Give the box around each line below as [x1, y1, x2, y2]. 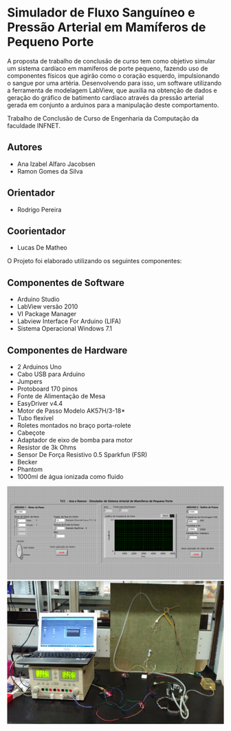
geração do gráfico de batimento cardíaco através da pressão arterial [7, 93, 204, 101]
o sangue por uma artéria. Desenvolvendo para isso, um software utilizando [7, 79, 222, 87]
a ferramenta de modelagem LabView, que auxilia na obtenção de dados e [7, 86, 218, 94]
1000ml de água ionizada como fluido [16, 473, 124, 480]
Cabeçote [16, 429, 45, 437]
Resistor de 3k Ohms [16, 443, 77, 451]
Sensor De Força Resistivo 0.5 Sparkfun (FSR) [16, 451, 148, 459]
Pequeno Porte [7, 34, 94, 50]
